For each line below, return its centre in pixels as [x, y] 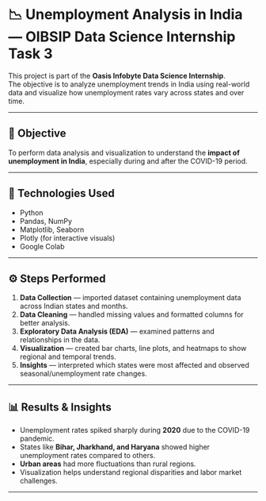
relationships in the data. [60, 340]
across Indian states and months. [74, 306]
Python [31, 212]
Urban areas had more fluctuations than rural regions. [108, 464]
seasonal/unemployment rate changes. [84, 374]
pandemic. [37, 439]
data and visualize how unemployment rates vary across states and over [126, 92]
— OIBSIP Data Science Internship [122, 37]
